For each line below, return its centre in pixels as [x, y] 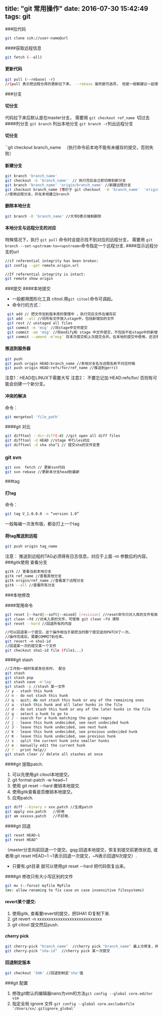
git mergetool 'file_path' [32, 417]
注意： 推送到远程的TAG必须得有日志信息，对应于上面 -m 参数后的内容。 [78, 556]
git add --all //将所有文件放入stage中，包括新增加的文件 [61, 319]
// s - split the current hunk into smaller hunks [57, 741]
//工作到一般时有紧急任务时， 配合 [35, 669]
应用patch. [23, 798]
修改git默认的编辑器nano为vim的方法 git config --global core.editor [82, 993]
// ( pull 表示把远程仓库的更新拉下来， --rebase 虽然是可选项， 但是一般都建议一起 [80, 84]
